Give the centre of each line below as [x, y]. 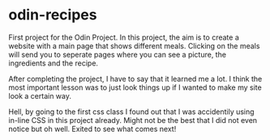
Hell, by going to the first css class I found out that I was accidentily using [131, 112]
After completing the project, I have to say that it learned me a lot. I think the [135, 78]
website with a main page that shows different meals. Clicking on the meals [134, 45]
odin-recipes [53, 15]
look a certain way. [40, 95]
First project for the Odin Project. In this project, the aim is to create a [124, 37]
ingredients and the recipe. [54, 63]
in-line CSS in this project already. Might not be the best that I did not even [133, 120]
